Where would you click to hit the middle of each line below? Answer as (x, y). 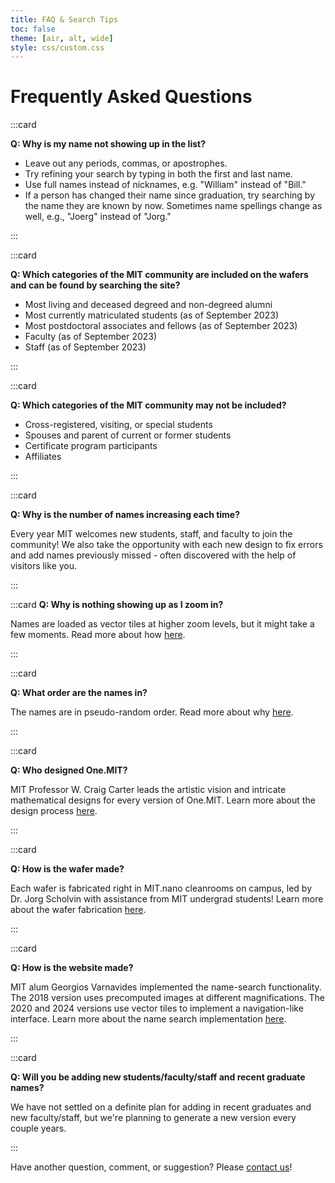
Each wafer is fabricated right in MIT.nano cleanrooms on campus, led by (161, 888)
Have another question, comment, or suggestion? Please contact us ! (151, 1167)
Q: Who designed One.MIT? (69, 770)
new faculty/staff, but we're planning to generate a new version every (153, 1118)
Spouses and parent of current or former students (128, 435)
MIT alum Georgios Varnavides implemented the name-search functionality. (166, 987)
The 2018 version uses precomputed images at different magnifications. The (167, 998)
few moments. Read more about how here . (98, 635)
